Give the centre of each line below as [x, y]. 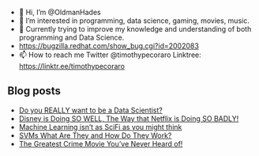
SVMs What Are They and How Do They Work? [95, 135]
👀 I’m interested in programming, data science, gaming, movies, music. [134, 21]
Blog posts [34, 91]
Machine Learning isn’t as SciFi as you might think [100, 127]
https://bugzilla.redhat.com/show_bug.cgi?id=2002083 [109, 46]
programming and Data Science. [71, 37]
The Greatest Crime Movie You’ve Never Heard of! [101, 143]
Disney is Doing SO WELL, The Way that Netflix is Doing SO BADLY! [129, 118]
